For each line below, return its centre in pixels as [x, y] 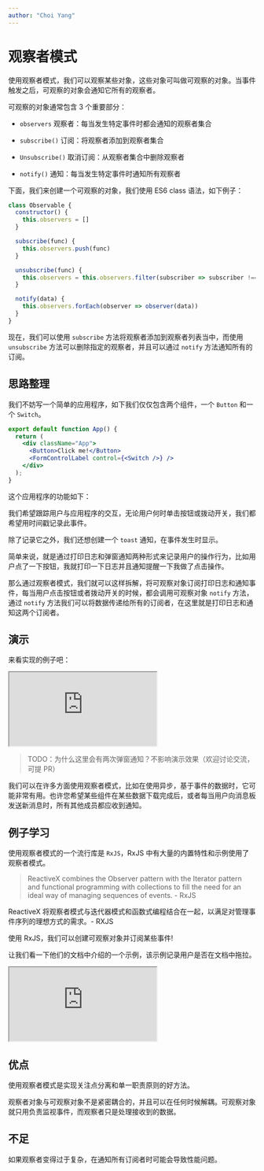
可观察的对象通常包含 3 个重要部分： [68, 106]
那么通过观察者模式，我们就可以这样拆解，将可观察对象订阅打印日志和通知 [128, 582]
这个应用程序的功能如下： [49, 496]
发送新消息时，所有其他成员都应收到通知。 [77, 805]
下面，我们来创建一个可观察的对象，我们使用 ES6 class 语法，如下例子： [126, 190]
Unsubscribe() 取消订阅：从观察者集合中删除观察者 [102, 157]
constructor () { [42, 212]
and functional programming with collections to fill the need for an [134, 887]
